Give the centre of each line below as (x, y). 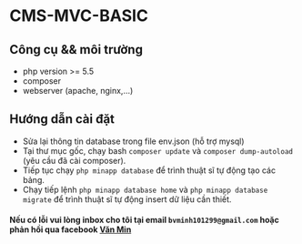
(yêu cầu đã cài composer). (74, 160)
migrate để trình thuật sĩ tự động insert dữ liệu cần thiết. (127, 199)
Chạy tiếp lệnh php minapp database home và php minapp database (145, 189)
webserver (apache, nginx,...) (78, 91)
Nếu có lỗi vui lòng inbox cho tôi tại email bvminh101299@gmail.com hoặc (144, 220)
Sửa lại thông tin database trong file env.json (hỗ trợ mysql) (133, 141)
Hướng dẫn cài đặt (62, 119)
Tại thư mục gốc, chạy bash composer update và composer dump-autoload (158, 150)
